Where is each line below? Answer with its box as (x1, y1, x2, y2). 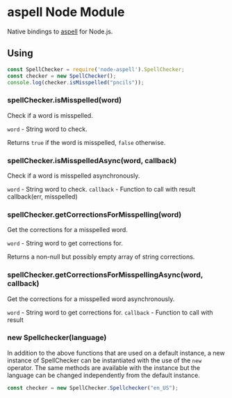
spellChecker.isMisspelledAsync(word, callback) (7, 155, 177, 165)
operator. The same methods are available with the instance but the (7, 363, 201, 372)
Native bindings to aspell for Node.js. (7, 27, 113, 36)
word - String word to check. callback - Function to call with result (7, 185, 196, 193)
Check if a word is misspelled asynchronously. (7, 171, 140, 180)
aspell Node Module (7, 4, 125, 20)
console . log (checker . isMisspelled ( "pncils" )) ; (7, 79, 144, 86)
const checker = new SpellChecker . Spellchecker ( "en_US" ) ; (7, 384, 179, 391)
